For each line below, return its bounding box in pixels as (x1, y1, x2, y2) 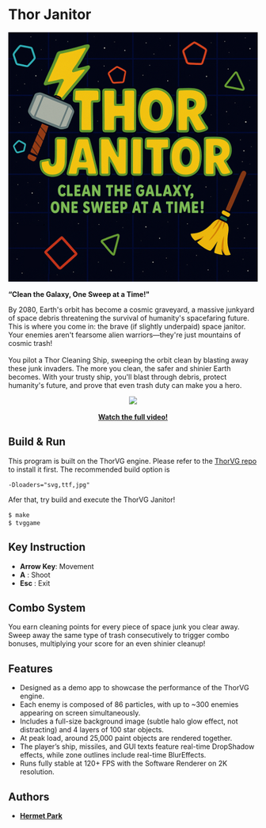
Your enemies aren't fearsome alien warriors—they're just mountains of (8, 330, 241, 340)
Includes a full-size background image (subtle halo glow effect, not (19, 716, 238, 726)
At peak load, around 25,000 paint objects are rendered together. (19, 734, 233, 743)
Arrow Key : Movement (19, 561, 94, 571)
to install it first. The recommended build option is (8, 465, 170, 474)
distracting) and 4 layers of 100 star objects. (19, 725, 165, 735)
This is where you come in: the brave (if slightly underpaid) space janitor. (8, 321, 246, 331)
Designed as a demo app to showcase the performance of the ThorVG (19, 683, 249, 693)
